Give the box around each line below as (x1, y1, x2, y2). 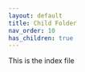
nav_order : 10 (8, 26, 56, 34)
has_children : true (8, 34, 74, 42)
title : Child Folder (8, 19, 78, 27)
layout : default (8, 11, 63, 20)
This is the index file (8, 56, 75, 66)
